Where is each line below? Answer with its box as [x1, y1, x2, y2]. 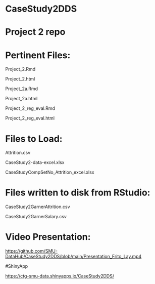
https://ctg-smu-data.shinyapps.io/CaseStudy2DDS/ [5, 273, 115, 279]
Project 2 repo [5, 26, 66, 38]
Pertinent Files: [5, 49, 71, 61]
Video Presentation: [5, 231, 91, 243]
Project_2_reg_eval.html [5, 115, 55, 121]
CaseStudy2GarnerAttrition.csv [5, 204, 70, 210]
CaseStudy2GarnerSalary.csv [5, 214, 67, 220]
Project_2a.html [5, 96, 38, 102]
